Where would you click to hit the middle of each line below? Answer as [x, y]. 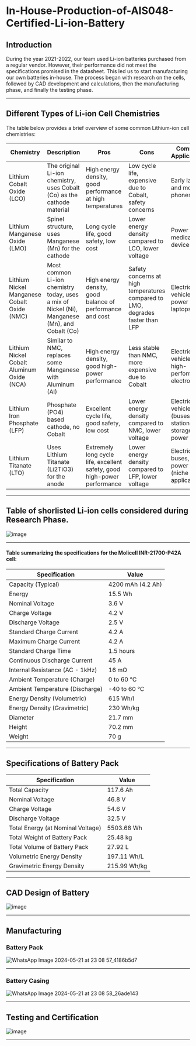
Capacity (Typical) [34, 584]
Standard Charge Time [40, 651]
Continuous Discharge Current [51, 660]
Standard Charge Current [44, 632]
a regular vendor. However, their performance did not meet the [81, 65]
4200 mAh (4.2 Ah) [135, 584]
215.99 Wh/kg [127, 866]
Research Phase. [37, 520]
